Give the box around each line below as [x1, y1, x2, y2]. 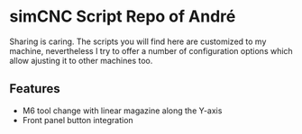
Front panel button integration [22, 114, 133, 125]
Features [9, 81, 60, 96]
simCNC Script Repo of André [9, 6, 236, 27]
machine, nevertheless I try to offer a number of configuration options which [9, 45, 293, 56]
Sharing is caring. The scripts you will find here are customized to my [9, 36, 267, 47]
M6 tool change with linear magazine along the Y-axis [22, 105, 223, 116]
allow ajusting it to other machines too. [9, 55, 153, 66]
